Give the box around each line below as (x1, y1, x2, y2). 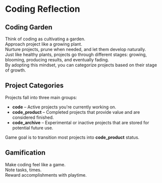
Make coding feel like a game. (5, 161, 66, 167)
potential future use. (12, 125, 54, 131)
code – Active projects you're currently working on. (12, 104, 116, 110)
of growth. (5, 67, 26, 73)
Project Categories (5, 81, 64, 90)
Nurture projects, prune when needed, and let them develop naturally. (5, 47, 146, 52)
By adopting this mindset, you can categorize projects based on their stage (5, 62, 157, 68)
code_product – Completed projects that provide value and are (12, 109, 140, 115)
